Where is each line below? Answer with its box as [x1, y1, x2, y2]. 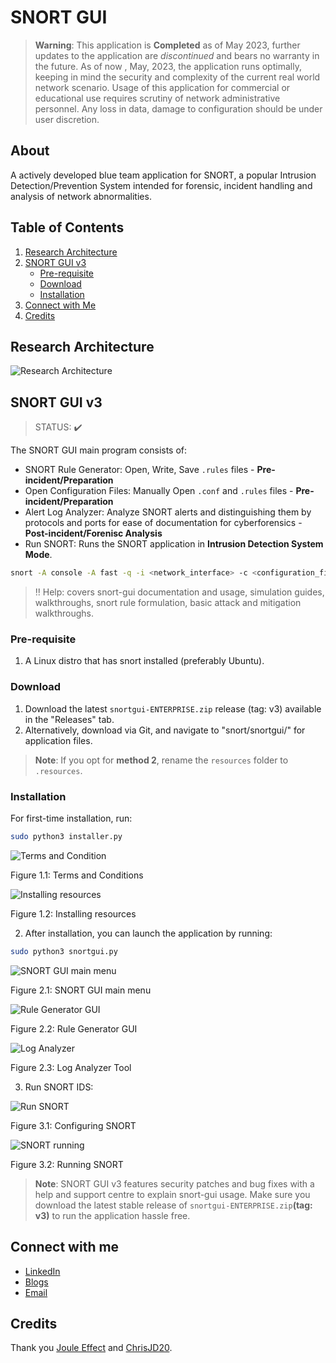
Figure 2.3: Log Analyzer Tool [10, 1061, 132, 1073]
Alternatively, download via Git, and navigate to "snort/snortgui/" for [24, 724, 306, 736]
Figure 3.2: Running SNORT [10, 1158, 124, 1170]
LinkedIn [24, 1265, 61, 1277]
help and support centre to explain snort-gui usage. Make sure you [34, 1188, 311, 1200]
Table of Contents [10, 219, 125, 236]
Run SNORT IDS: [24, 1081, 94, 1093]
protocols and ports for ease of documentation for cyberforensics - [24, 517, 303, 529]
